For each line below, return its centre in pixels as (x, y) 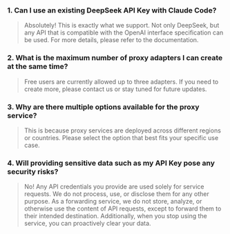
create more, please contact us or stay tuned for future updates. (115, 89)
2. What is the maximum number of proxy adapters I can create (115, 58)
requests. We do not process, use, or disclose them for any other (116, 194)
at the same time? (38, 66)
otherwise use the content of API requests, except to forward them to (123, 208)
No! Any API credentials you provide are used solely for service (114, 187)
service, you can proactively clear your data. (87, 224)
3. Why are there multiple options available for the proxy (103, 107)
